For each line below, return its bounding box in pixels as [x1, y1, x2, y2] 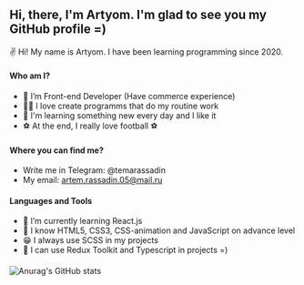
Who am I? [9, 70, 51, 81]
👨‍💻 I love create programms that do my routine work [22, 100, 219, 112]
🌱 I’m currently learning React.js [22, 216, 143, 227]
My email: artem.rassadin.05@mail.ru [22, 175, 163, 186]
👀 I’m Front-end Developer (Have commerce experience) [22, 91, 236, 102]
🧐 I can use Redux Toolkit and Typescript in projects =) [22, 245, 228, 256]
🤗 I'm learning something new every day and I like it [22, 110, 217, 121]
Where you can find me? [9, 145, 105, 156]
